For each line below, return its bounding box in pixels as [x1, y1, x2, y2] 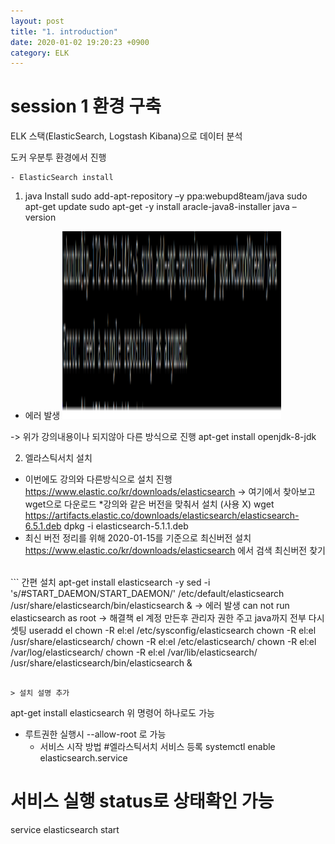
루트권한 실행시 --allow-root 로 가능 [24, 728, 167, 740]
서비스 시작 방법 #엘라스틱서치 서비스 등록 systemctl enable [39, 741, 276, 753]
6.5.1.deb [24, 520, 62, 532]
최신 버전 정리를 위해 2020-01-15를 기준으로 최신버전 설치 [24, 532, 252, 544]
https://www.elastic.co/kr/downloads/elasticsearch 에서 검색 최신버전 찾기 [24, 545, 326, 557]
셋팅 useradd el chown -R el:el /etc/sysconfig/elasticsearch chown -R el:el [10, 625, 317, 637]
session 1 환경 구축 [10, 95, 162, 118]
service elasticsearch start [10, 824, 120, 836]
